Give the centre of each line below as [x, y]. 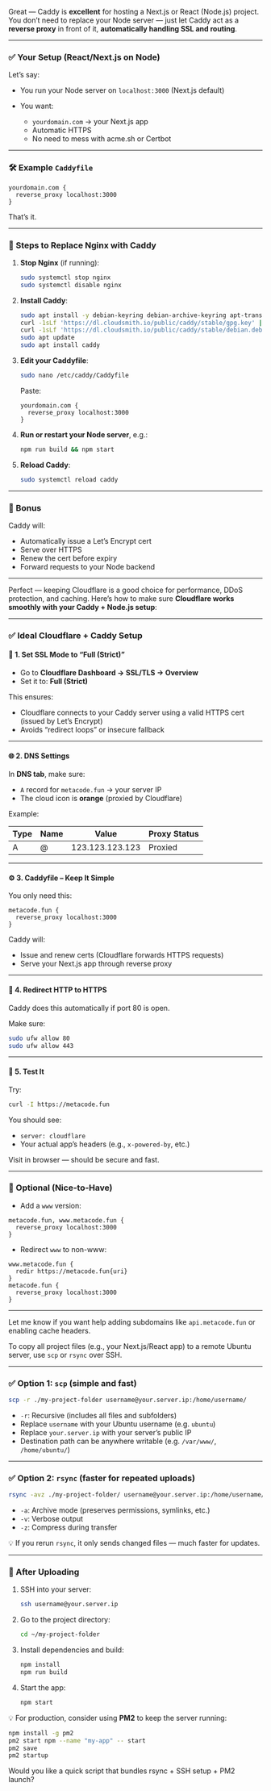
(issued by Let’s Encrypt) [61, 721]
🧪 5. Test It [26, 1071]
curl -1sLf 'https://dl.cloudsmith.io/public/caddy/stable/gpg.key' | [141, 323]
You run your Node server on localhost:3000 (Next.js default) [122, 90]
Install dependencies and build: [72, 1650]
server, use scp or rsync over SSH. [65, 1355]
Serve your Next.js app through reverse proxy [96, 964]
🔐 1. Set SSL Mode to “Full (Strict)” [67, 655]
